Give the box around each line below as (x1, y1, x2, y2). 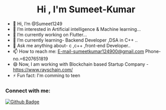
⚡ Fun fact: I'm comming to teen (12, 72, 80, 78)
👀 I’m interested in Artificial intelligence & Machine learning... (12, 26, 141, 32)
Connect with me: (5, 87, 51, 94)
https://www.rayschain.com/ (12, 66, 73, 72)
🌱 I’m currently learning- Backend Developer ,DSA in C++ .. (12, 37, 138, 43)
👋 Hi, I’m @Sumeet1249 (12, 21, 63, 27)
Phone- (145, 48, 161, 54)
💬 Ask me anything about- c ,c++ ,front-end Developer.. (12, 42, 131, 48)
